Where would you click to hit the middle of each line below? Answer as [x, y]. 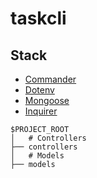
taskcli [38, 18]
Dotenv [39, 90]
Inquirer [41, 111]
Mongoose [47, 100]
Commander [50, 79]
